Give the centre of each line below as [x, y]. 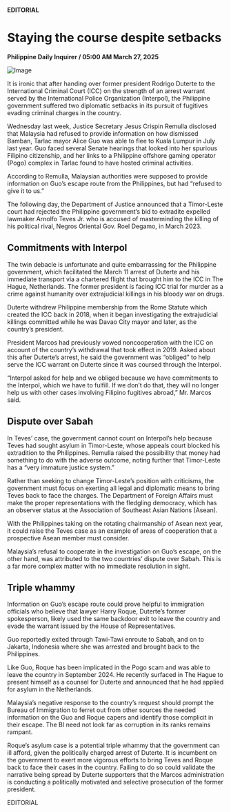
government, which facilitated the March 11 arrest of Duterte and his [103, 272]
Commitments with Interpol [67, 248]
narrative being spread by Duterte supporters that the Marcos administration [115, 775]
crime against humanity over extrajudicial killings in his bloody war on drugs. [116, 294]
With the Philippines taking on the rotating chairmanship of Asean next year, [115, 523]
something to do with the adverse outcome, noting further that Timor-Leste [114, 460]
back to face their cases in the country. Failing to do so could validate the [111, 767]
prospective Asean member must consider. [68, 538]
